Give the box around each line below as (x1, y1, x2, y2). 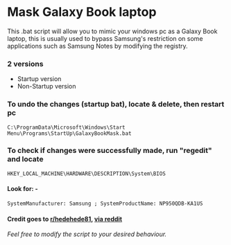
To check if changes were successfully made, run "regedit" (7, 146, 213, 156)
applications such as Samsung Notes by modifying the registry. (7, 42, 189, 50)
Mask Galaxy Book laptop (7, 4, 157, 20)
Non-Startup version (17, 82, 76, 91)
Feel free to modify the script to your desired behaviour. (7, 230, 167, 239)
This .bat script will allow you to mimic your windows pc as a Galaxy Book (7, 27, 218, 35)
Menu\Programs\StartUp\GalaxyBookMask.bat (7, 129, 132, 137)
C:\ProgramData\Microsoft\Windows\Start (7, 124, 126, 131)
